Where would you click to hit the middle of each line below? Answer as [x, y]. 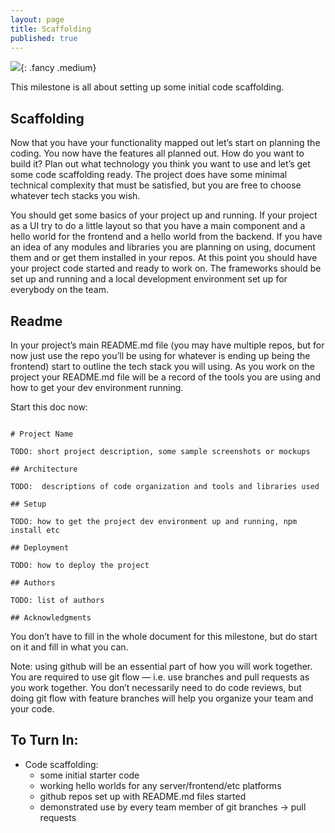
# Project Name [42, 434]
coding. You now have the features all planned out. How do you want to [157, 153]
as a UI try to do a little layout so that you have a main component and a [158, 226]
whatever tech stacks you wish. [75, 196]
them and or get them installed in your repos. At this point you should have [164, 258]
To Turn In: [44, 740]
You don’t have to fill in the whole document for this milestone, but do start [164, 636]
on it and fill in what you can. [69, 647]
